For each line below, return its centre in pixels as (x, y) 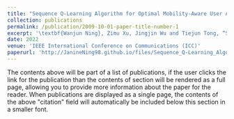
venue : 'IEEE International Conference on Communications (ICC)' (104, 46)
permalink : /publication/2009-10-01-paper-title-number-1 (93, 26)
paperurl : (22, 53)
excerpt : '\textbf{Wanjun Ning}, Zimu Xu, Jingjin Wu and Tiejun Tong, (113, 33)
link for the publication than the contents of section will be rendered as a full (116, 79)
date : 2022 (23, 40)
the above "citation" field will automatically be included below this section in (116, 102)
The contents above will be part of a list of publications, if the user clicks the (117, 72)
